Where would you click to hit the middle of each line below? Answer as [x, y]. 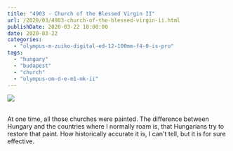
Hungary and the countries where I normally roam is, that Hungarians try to [116, 127]
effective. [21, 141]
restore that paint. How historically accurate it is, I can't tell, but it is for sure [116, 134]
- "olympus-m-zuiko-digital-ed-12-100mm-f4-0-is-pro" [94, 46]
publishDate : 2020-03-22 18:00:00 [58, 27]
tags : [15, 53]
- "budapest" [33, 66]
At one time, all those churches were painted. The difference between [108, 119]
